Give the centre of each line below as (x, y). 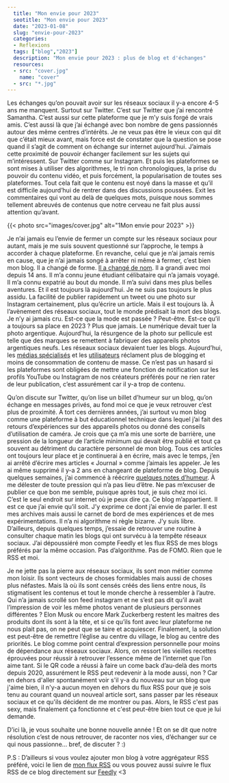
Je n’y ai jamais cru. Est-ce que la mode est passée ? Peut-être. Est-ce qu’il (113, 319)
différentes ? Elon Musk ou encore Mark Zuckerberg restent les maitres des (113, 614)
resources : (29, 64)
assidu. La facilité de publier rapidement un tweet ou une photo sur (102, 297)
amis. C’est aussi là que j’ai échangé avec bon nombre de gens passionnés (112, 125)
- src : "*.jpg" (35, 84)
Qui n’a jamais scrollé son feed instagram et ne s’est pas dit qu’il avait (105, 600)
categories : (30, 39)
